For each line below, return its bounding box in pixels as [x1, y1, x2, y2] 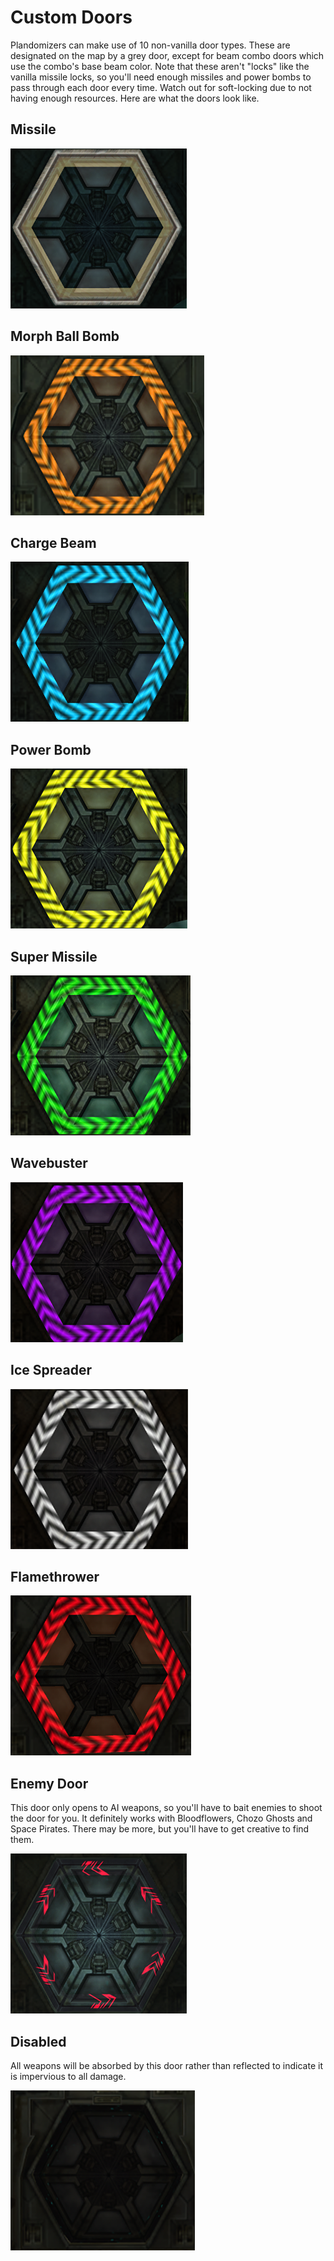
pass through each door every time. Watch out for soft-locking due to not [10, 81, 312, 93]
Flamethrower [10, 1569, 100, 1586]
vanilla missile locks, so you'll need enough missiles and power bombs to [10, 71, 312, 83]
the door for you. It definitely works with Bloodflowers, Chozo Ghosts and [10, 1812, 313, 1825]
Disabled [10, 2033, 67, 2050]
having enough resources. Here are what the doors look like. [10, 92, 260, 104]
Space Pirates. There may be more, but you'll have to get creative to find [10, 1823, 310, 1835]
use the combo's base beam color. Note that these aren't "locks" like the [10, 60, 310, 72]
